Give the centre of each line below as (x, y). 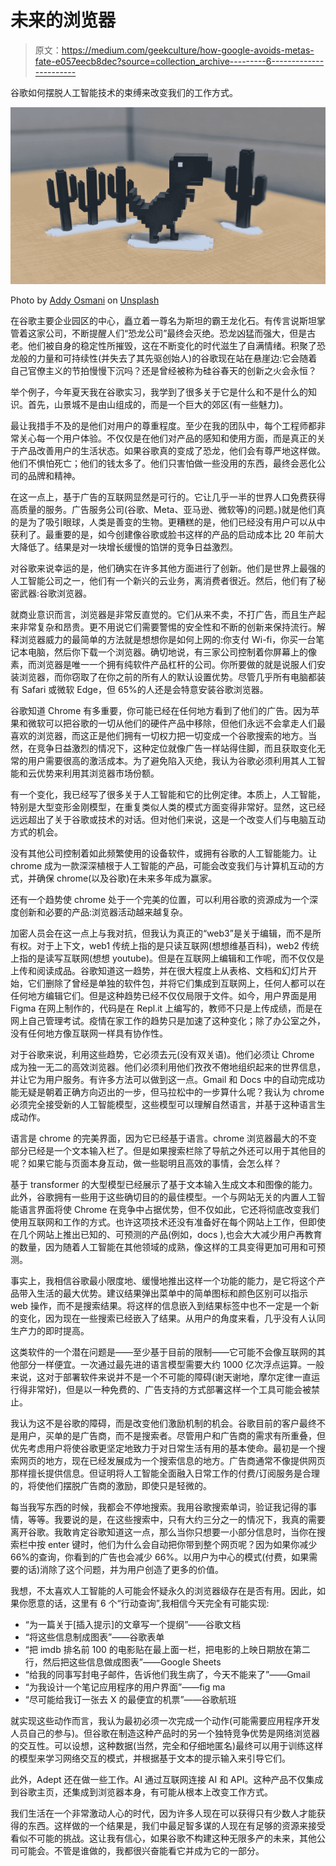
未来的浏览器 (63, 20)
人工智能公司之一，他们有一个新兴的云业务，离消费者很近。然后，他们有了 (163, 581)
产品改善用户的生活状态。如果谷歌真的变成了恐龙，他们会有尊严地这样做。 (172, 451)
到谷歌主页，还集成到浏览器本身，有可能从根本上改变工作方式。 (141, 1792)
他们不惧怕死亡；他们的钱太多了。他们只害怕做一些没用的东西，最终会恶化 (163, 463)
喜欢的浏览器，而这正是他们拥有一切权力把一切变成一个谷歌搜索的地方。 (159, 736)
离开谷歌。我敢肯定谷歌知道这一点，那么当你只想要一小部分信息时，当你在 (163, 1532)
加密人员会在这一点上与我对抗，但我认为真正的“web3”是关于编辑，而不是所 (166, 933)
